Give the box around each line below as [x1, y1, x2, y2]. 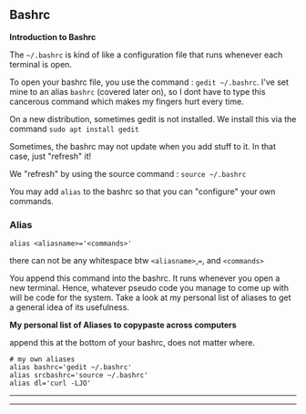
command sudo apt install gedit [9, 123, 139, 134]
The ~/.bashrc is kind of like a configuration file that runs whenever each [9, 49, 283, 60]
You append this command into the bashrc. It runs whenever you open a [9, 273, 280, 284]
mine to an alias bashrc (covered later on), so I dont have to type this [9, 86, 266, 97]
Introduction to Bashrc [9, 31, 97, 42]
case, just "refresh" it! [9, 150, 92, 161]
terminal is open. [9, 58, 73, 69]
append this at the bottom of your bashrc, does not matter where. [9, 337, 255, 348]
